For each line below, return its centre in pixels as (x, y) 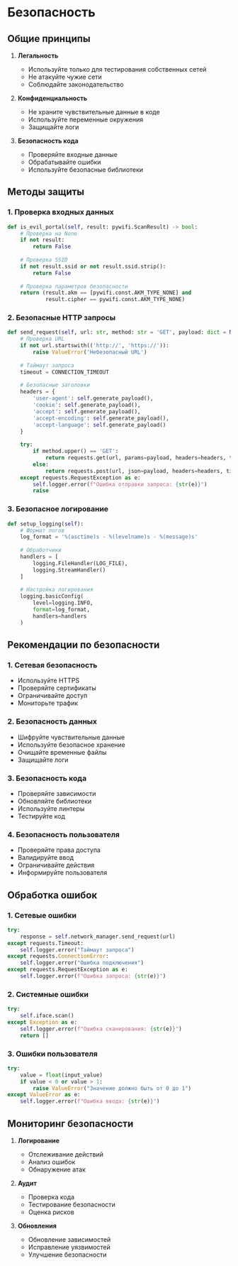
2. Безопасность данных (52, 721)
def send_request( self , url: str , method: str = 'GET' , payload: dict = (117, 332)
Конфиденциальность (52, 98)
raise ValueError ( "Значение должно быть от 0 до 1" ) (112, 1088)
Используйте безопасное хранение (71, 744)
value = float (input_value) (61, 1075)
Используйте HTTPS (49, 681)
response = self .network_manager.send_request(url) (98, 937)
